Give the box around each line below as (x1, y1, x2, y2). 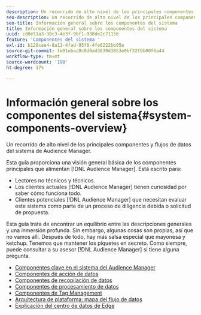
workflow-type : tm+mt (6, 53, 60, 59)
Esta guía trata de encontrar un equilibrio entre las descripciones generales (6, 220, 192, 228)
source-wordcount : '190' (6, 59, 68, 65)
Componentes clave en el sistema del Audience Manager (14, 264, 156, 271)
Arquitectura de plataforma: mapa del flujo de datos (14, 296, 142, 303)
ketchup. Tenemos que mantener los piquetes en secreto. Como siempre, (6, 239, 187, 247)
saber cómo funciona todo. (14, 190, 82, 197)
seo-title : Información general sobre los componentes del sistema (6, 20, 178, 26)
